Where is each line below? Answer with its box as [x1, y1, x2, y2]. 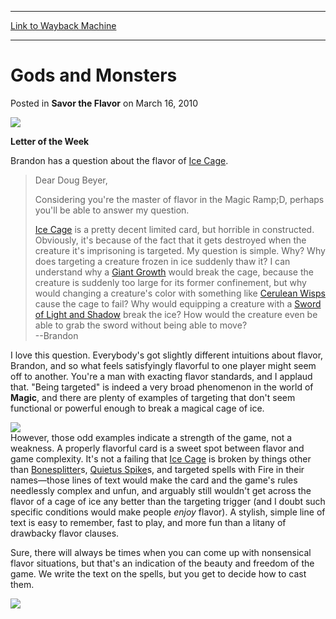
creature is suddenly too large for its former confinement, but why [34, 276, 307, 288]
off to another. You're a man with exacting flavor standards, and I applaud [10, 370, 313, 382]
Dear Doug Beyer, [34, 174, 108, 186]
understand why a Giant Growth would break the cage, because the [34, 266, 314, 278]
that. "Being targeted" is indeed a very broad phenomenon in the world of [10, 381, 314, 393]
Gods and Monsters [10, 64, 178, 87]
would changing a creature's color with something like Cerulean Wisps [34, 287, 326, 299]
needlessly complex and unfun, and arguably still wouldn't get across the [10, 484, 312, 496]
